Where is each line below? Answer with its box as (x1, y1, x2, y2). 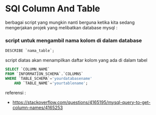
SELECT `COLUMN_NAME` (5, 67, 50, 72)
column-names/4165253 (12, 105, 63, 111)
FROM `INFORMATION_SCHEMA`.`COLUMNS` (5, 71, 84, 76)
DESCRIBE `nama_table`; (5, 48, 55, 54)
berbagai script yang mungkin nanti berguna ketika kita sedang (5, 19, 135, 25)
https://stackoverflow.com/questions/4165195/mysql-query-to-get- (12, 99, 151, 105)
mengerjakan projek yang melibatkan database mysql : (5, 24, 118, 30)
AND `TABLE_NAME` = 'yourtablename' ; (14, 80, 88, 86)
